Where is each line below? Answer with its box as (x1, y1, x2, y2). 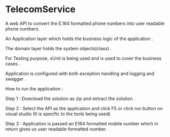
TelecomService (5, 4, 76, 15)
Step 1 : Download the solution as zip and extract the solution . (5, 95, 135, 101)
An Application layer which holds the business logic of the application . (5, 36, 153, 42)
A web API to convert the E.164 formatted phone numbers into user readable (5, 20, 165, 26)
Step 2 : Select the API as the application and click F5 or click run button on (5, 105, 163, 111)
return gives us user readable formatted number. (5, 126, 107, 132)
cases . (5, 60, 20, 66)
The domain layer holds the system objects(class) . (5, 45, 112, 51)
